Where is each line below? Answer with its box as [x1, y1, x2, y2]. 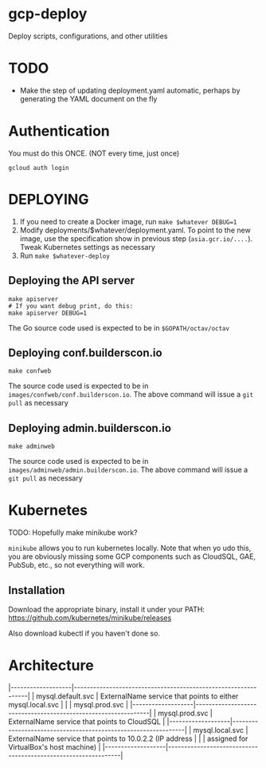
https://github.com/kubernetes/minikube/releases [8, 612, 172, 623]
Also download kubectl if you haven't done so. [8, 628, 161, 638]
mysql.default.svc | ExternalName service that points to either [35, 691, 239, 701]
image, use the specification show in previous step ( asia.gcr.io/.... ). [19, 233, 253, 243]
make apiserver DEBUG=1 [8, 309, 88, 317]
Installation [8, 584, 65, 597]
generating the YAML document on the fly [19, 93, 158, 104]
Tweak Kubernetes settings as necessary [19, 242, 155, 251]
